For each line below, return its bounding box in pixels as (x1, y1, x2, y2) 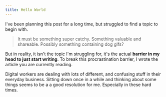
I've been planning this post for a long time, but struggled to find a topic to (5, 21, 158, 27)
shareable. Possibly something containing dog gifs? (17, 41, 124, 47)
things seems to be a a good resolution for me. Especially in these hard (5, 82, 151, 88)
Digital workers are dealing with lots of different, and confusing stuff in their (5, 71, 161, 77)
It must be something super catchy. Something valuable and (17, 36, 141, 42)
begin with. (5, 26, 28, 32)
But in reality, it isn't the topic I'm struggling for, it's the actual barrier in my (5, 51, 160, 57)
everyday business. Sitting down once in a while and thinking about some (5, 76, 156, 82)
